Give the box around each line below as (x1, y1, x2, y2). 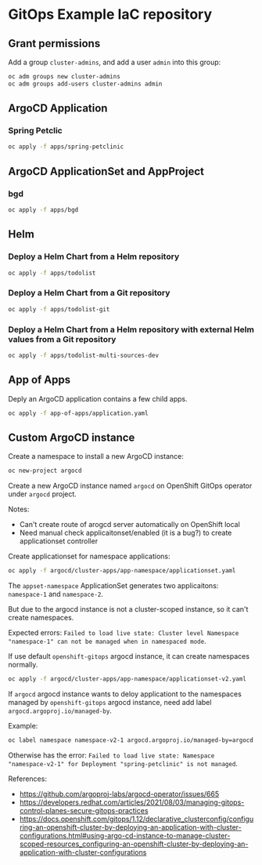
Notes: (8, 504, 30, 514)
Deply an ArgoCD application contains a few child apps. (8, 394, 188, 403)
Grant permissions (8, 37, 101, 50)
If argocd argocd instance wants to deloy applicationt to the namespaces (8, 689, 242, 699)
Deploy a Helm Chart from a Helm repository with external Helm (8, 324, 254, 335)
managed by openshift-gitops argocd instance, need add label (8, 697, 212, 707)
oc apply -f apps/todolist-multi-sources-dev (8, 351, 159, 359)
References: (8, 774, 47, 783)
